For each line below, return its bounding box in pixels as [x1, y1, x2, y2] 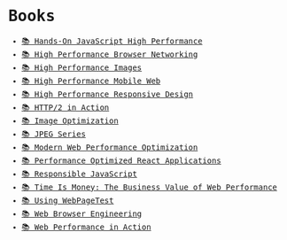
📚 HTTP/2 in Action [20, 102, 110, 112]
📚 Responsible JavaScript [20, 168, 138, 179]
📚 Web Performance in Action [20, 221, 151, 232]
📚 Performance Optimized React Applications [20, 155, 222, 166]
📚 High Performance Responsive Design [20, 89, 194, 99]
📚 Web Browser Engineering [20, 208, 143, 219]
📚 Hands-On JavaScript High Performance [20, 35, 203, 46]
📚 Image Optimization [20, 115, 119, 126]
